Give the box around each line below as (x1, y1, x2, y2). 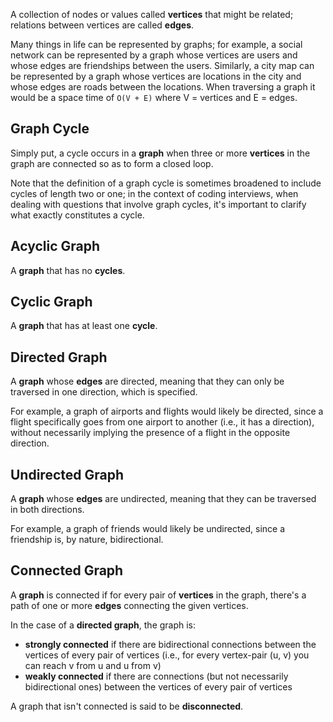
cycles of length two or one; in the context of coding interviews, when (10, 187, 299, 199)
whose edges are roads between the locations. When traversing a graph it (10, 81, 316, 93)
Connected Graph (10, 562, 124, 579)
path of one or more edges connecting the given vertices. (10, 599, 249, 611)
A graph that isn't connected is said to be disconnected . (10, 700, 244, 712)
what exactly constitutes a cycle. (10, 209, 145, 221)
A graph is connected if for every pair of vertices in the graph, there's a (10, 589, 307, 601)
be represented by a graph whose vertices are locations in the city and (10, 70, 302, 82)
